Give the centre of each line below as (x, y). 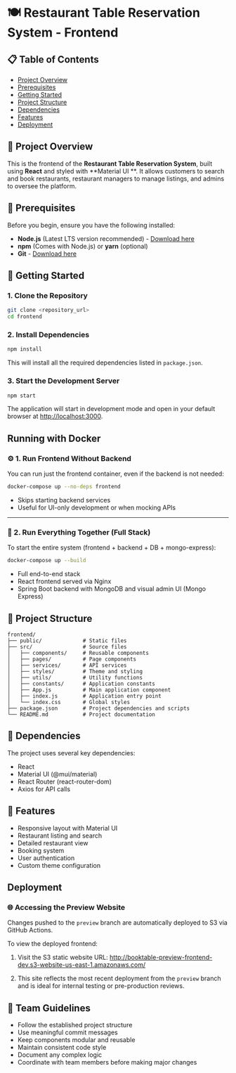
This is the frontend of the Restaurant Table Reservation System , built (110, 163)
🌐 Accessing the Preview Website (66, 907)
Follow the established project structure (75, 1025)
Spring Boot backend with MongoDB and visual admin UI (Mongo (111, 589)
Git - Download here (47, 254)
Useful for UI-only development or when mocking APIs (97, 507)
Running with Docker (54, 438)
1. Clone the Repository (47, 295)
